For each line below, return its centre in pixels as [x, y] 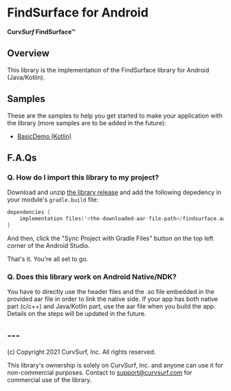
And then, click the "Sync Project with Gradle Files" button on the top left [110, 238]
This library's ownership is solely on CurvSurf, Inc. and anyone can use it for [115, 365]
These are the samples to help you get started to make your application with [115, 116]
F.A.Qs [22, 157]
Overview [29, 53]
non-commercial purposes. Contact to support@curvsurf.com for [100, 372]
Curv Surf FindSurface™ [41, 32]
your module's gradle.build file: [53, 200]
